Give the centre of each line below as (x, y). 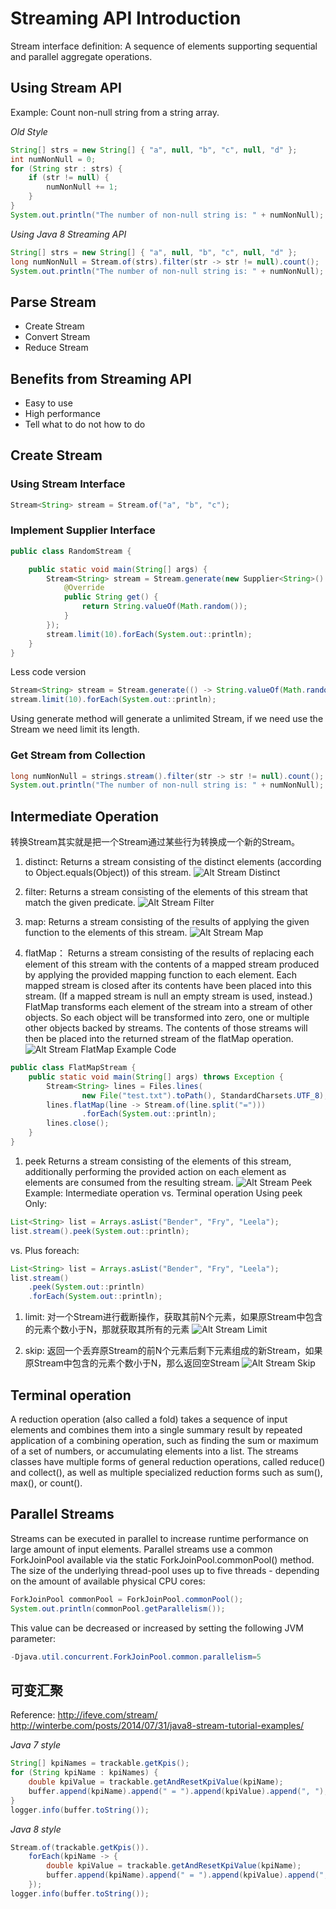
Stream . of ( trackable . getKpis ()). (80, 1847)
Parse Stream (53, 302)
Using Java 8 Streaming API (68, 234)
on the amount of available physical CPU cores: (108, 1581)
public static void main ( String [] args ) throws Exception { (156, 1077)
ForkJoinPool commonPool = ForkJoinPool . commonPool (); (127, 1599)
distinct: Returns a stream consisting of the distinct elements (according (173, 862)
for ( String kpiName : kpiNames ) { (84, 1773)
